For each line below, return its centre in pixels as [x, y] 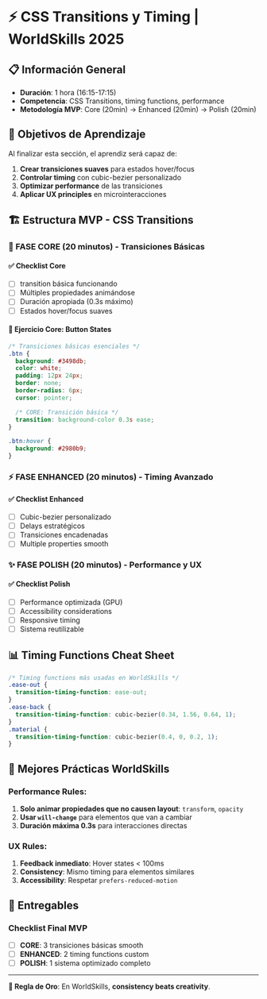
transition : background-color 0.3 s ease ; [85, 419]
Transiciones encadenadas [64, 535]
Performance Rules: [48, 791]
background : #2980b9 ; [51, 449]
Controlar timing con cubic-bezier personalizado [101, 177]
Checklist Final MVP [48, 928]
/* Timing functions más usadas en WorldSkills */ [94, 677]
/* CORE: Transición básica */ [67, 412]
